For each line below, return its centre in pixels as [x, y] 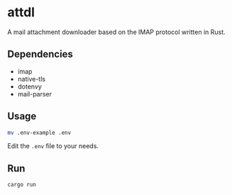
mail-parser [34, 94]
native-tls [32, 79]
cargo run [22, 185]
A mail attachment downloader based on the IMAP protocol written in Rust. [116, 32]
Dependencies [40, 54]
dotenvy [30, 87]
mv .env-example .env [39, 133]
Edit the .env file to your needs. [53, 146]
